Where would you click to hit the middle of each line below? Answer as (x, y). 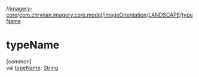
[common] (19, 61)
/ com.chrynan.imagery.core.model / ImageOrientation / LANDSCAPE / (99, 15)
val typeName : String (32, 68)
